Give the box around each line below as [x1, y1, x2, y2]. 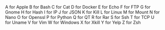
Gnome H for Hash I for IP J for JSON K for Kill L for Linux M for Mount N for [5, 9, 160, 15]
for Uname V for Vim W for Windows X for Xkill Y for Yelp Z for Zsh [5, 19, 141, 25]
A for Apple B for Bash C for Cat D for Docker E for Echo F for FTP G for [5, 4, 151, 10]
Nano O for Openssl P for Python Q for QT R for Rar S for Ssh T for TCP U [5, 15, 155, 20]
